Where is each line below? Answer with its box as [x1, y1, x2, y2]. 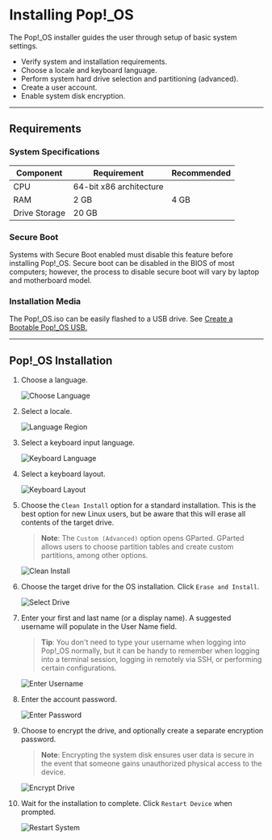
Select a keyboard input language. [20, 438, 136, 448]
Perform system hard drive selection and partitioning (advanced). [20, 74, 239, 83]
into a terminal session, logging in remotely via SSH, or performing [40, 655, 262, 665]
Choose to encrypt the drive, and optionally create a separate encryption [20, 726, 264, 736]
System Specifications [9, 146, 100, 158]
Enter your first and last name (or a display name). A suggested [20, 613, 232, 623]
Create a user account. [20, 82, 98, 92]
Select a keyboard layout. [20, 469, 106, 479]
